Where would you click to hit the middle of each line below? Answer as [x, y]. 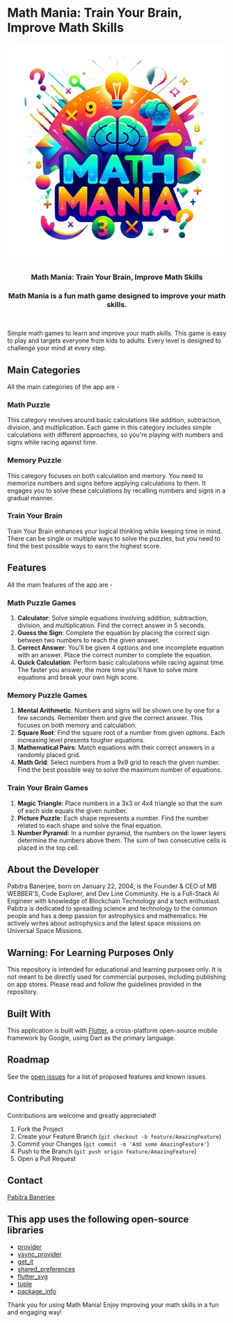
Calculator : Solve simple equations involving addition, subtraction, [113, 618]
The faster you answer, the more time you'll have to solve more [107, 670]
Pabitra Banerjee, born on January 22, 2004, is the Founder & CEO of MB [112, 886]
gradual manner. [31, 498]
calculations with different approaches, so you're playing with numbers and [115, 435]
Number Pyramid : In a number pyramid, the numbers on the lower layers [121, 832]
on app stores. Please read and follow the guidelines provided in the [105, 985]
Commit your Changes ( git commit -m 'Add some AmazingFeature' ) [113, 1144]
